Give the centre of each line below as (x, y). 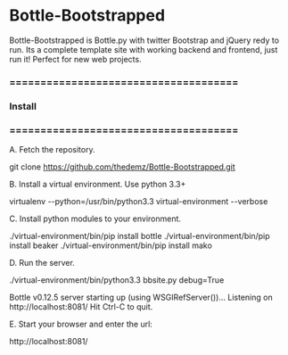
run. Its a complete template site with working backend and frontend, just (144, 49)
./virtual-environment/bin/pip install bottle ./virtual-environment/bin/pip (140, 236)
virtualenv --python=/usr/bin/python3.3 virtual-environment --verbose (139, 202)
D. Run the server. (42, 263)
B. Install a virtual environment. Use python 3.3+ (98, 185)
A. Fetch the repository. (52, 150)
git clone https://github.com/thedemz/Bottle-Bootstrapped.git (123, 167)
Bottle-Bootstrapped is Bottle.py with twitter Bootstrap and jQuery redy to (144, 40)
